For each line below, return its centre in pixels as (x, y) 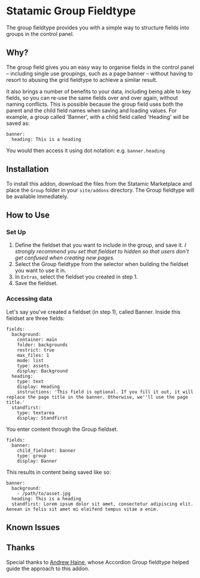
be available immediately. (37, 196)
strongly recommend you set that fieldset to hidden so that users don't (102, 252)
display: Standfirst (42, 418)
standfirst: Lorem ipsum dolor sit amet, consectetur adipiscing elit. (103, 504)
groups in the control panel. (40, 33)
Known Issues (33, 527)
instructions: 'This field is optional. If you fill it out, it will (105, 392)
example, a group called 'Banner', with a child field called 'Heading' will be (98, 117)
